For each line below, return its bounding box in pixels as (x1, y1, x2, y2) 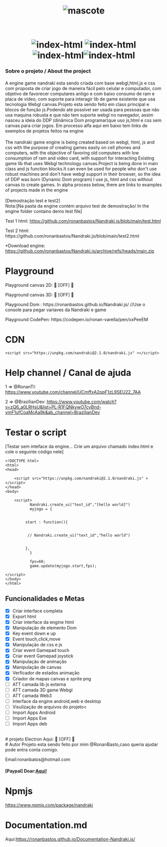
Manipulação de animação (12, 658, 67, 665)
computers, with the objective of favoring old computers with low (5, 150, 139, 156)
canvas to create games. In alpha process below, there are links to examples (5, 182, 162, 188)
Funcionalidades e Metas (5, 594, 85, 603)
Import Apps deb (12, 721, 47, 727)
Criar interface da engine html (12, 619, 74, 625)
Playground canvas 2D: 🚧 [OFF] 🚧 (5, 282, 74, 288)
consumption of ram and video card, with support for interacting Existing (5, 155, 155, 161)
